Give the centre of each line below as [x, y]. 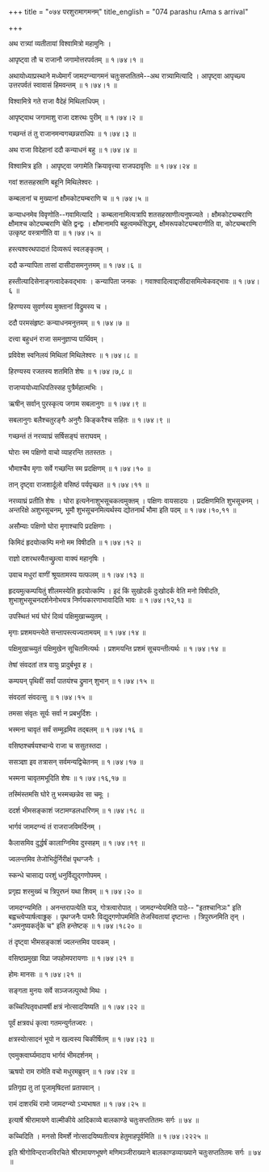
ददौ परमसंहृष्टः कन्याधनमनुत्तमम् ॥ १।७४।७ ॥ [69, 323]
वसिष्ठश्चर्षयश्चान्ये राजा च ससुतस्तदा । [58, 745]
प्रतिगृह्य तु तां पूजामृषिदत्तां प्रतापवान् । [55, 1087]
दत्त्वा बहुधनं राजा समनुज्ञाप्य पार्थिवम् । [56, 339]
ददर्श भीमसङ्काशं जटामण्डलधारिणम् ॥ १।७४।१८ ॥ [76, 810]
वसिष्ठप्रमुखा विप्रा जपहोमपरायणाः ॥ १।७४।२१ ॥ [71, 958]
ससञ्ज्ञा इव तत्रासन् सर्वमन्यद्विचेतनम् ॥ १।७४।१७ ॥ [76, 762]
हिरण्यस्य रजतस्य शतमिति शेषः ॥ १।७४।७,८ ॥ [70, 371]
